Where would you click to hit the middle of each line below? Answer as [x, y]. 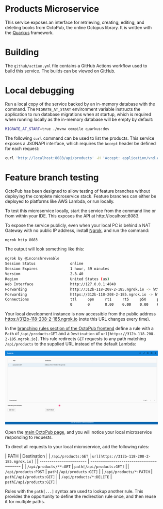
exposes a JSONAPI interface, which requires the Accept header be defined [81, 143]
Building [22, 52]
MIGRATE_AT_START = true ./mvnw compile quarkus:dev [57, 129]
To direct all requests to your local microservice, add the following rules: [77, 447]
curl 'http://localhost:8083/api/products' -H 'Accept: [63, 158]
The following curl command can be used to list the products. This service [80, 138]
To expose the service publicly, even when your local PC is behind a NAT [78, 225]
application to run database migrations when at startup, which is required [78, 114]
